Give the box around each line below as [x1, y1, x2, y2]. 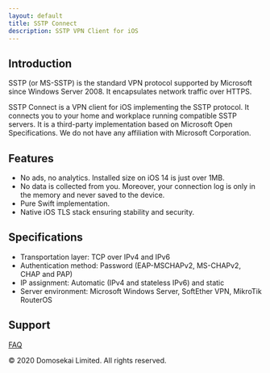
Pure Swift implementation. [19, 199, 110, 208]
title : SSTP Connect [8, 19, 78, 27]
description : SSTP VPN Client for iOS [8, 27, 139, 35]
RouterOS [19, 295, 52, 304]
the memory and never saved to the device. [19, 191, 165, 199]
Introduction [8, 57, 73, 70]
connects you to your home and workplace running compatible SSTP [8, 111, 238, 121]
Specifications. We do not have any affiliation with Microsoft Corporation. [8, 128, 251, 138]
